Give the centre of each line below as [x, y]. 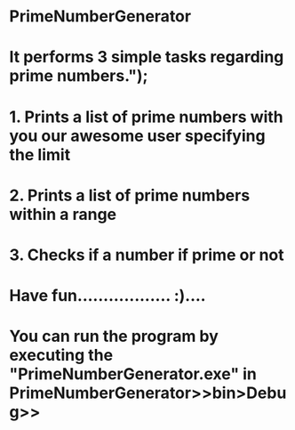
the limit [40, 154]
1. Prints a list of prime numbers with [147, 117]
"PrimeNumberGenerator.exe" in [133, 374]
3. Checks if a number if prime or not [147, 255]
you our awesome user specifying [137, 136]
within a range [63, 214]
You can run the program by [114, 337]
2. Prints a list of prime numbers [130, 195]
